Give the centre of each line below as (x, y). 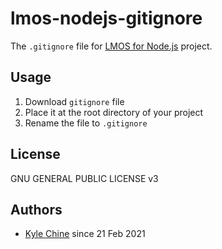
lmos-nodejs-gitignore (106, 18)
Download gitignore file (74, 101)
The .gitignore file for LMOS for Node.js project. (111, 46)
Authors (36, 209)
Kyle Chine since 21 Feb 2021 (85, 234)
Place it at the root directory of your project (114, 112)
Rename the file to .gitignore (86, 123)
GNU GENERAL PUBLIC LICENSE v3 (84, 178)
